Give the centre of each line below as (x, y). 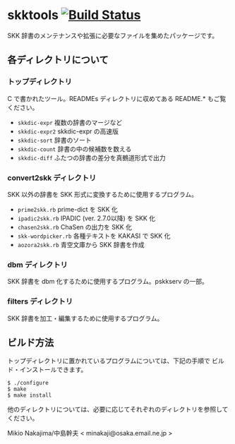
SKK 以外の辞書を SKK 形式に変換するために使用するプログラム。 (102, 194)
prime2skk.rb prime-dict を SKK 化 (68, 209)
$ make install (30, 395)
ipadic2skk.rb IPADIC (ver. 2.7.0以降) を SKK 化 (86, 218)
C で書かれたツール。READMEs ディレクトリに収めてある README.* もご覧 (117, 98)
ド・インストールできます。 (47, 370)
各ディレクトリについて (58, 60)
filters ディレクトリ (40, 301)
